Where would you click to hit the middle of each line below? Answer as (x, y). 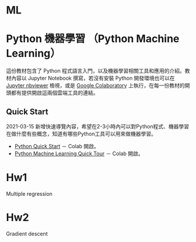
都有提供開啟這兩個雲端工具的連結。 (54, 93)
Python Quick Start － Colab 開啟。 (57, 146)
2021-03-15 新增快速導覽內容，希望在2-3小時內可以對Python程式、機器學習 (97, 126)
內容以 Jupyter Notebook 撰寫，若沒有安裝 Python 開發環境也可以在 (93, 78)
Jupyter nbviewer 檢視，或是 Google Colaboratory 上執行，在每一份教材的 (96, 86)
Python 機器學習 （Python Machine (93, 39)
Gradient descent (27, 234)
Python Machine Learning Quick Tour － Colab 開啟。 (79, 154)
